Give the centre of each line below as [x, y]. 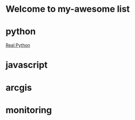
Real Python [18, 45]
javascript [27, 65]
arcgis [19, 88]
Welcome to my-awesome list [68, 9]
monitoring [29, 110]
